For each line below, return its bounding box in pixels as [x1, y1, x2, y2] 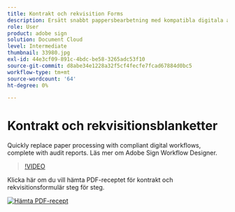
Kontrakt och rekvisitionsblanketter [7, 118, 218, 134]
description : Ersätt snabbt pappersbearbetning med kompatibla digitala [7, 17, 224, 24]
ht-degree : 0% [7, 82, 49, 89]
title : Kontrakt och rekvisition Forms [7, 10, 124, 17]
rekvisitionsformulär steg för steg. [7, 183, 105, 192]
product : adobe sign [7, 29, 68, 37]
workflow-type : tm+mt [7, 69, 71, 76]
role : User [7, 23, 39, 30]
